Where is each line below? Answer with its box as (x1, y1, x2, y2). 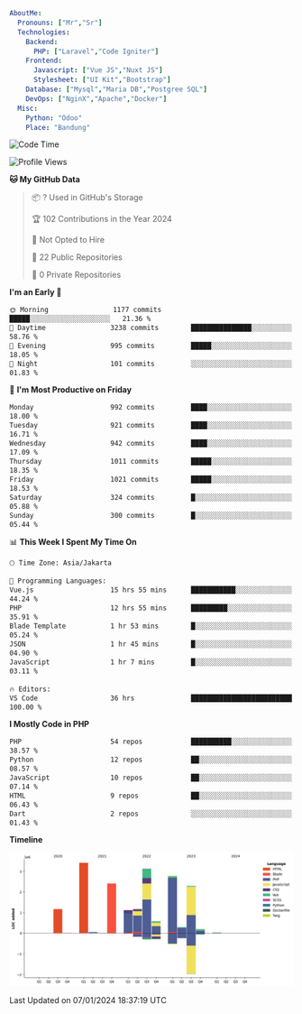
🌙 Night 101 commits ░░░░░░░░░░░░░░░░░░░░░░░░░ (9, 360, 293, 369)
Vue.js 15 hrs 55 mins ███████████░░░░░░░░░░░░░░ (9, 585, 293, 595)
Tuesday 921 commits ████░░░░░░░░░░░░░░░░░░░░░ (9, 421, 293, 430)
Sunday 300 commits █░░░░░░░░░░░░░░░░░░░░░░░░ (9, 512, 293, 521)
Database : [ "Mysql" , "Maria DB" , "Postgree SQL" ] (25, 85, 207, 94)
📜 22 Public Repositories (31, 252, 124, 263)
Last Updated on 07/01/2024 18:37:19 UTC (9, 994, 167, 1005)
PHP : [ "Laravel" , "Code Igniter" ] (32, 47, 160, 56)
